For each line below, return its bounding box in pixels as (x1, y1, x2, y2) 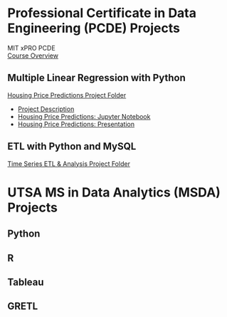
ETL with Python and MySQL (7, 140, 137, 152)
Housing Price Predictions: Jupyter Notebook (17, 112, 151, 120)
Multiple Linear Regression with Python (7, 72, 186, 84)
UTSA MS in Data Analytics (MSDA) (7, 184, 221, 200)
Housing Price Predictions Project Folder (7, 90, 127, 99)
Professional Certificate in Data (7, 5, 197, 21)
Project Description (17, 105, 75, 113)
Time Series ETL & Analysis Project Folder (7, 159, 130, 168)
